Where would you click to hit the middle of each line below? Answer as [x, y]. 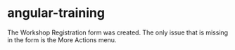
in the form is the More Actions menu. [62, 39]
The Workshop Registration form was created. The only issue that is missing [118, 32]
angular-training [56, 13]
